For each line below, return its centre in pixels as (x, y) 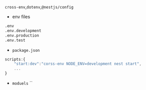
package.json (26, 50)
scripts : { (15, 59)
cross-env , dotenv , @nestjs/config (39, 7)
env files (21, 17)
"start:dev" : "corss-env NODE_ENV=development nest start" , (78, 64)
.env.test (15, 40)
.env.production (22, 35)
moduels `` (22, 83)
